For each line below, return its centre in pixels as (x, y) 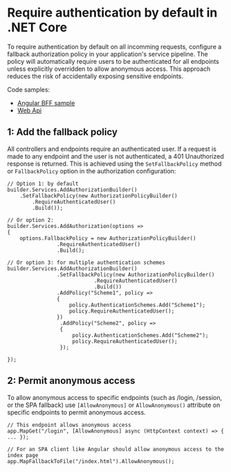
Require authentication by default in (112, 13)
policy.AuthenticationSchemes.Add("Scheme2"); (140, 335)
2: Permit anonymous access (71, 381)
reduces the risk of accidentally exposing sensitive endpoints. (95, 76)
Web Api (29, 110)
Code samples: (29, 89)
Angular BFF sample (46, 103)
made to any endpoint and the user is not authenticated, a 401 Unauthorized (115, 156)
